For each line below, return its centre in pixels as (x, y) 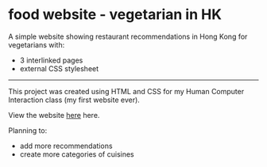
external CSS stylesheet (59, 68)
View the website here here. (54, 115)
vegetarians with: (37, 44)
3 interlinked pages (51, 60)
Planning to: (28, 130)
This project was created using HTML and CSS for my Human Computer (126, 91)
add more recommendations (66, 146)
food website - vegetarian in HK (115, 15)
